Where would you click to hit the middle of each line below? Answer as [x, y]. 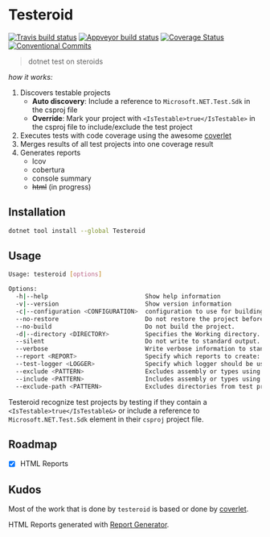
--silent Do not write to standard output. [138, 341]
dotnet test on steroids [65, 61]
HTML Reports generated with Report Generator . [89, 525]
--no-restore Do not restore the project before [140, 319]
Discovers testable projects [65, 92]
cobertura [49, 169]
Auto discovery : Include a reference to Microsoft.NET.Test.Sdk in [141, 101]
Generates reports [50, 152]
